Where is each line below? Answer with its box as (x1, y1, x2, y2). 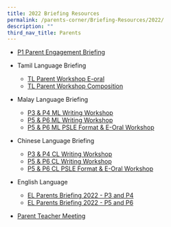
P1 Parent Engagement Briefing (16, 48, 105, 56)
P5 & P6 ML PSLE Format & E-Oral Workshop (27, 123, 155, 131)
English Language (16, 178, 68, 186)
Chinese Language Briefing (16, 137, 95, 145)
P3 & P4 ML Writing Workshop (27, 109, 113, 117)
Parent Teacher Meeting (16, 212, 86, 220)
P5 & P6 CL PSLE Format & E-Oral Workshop (27, 164, 154, 173)
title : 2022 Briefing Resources (7, 10, 100, 17)
